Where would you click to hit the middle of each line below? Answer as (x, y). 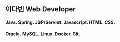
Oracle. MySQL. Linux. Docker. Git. (43, 34)
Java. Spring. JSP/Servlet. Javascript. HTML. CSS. (60, 22)
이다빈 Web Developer (41, 9)
